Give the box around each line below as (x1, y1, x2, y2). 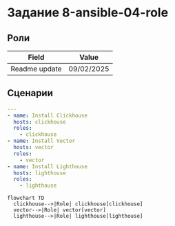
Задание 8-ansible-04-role (7, 5, 169, 21)
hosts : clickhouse (13, 118, 67, 125)
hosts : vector (13, 144, 54, 151)
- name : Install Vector (7, 137, 76, 145)
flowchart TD (7, 194, 45, 202)
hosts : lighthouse (13, 170, 67, 177)
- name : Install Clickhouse (7, 112, 88, 119)
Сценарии (7, 87, 54, 99)
